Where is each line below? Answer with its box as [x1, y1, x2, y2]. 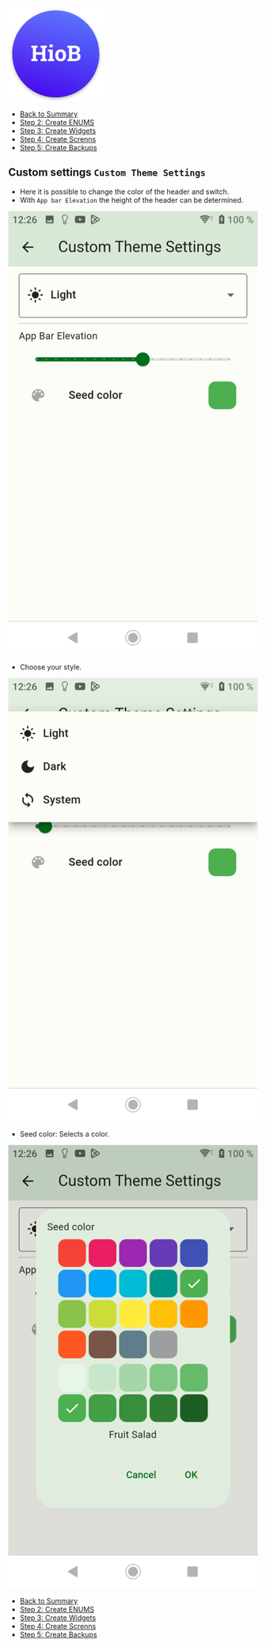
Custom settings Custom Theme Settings [8, 165, 206, 180]
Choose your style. [19, 662, 82, 671]
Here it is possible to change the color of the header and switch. [19, 187, 230, 196]
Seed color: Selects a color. [19, 1129, 109, 1138]
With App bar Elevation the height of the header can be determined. [19, 195, 244, 204]
